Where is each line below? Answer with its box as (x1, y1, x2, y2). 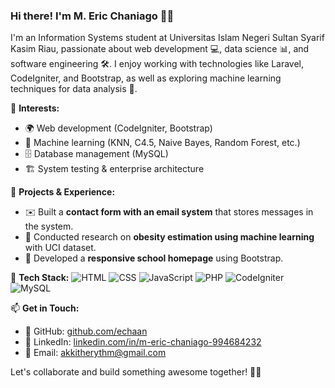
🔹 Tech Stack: (10, 272, 70, 284)
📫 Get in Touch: (10, 302, 80, 314)
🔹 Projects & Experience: (10, 186, 116, 198)
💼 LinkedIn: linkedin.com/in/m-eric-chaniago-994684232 (24, 336, 262, 348)
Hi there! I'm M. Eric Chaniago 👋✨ (10, 9, 175, 23)
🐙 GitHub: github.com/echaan (24, 325, 148, 338)
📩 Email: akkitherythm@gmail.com (24, 347, 167, 359)
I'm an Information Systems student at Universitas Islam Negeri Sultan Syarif (10, 32, 325, 44)
